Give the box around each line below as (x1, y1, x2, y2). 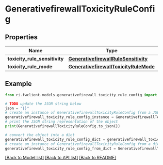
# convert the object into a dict (5, 132, 75, 137)
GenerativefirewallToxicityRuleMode (68, 63, 155, 70)
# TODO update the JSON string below (5, 101, 81, 106)
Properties (5, 33, 38, 41)
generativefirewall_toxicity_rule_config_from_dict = (5, 146, 116, 151)
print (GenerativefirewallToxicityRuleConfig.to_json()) (5, 124, 120, 129)
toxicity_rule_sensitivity (7, 56, 64, 62)
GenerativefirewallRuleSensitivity (68, 56, 148, 62)
